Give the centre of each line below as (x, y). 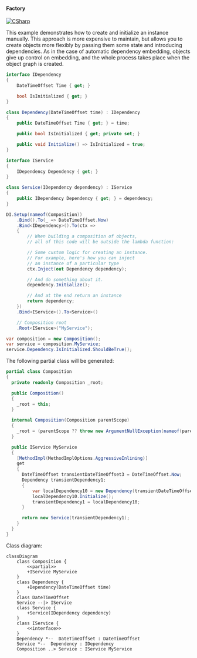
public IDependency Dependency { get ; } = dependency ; (85, 199)
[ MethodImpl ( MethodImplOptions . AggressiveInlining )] (82, 458)
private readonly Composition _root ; (57, 382)
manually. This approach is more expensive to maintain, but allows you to (94, 39)
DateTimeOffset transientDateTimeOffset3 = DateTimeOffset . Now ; (102, 475)
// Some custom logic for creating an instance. (88, 253)
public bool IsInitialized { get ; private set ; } (79, 134)
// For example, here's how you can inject (81, 258)
